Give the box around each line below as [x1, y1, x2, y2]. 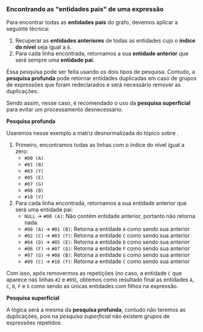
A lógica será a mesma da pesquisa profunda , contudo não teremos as [6, 306, 186, 314]
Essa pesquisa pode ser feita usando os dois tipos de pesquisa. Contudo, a [6, 68, 195, 76]
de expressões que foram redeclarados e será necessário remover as [6, 81, 181, 88]
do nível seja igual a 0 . [15, 43, 72, 51]
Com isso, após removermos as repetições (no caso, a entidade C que [6, 270, 182, 277]
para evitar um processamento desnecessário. [6, 106, 123, 113]
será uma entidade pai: [15, 206, 73, 213]
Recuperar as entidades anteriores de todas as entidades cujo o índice [15, 37, 196, 44]
